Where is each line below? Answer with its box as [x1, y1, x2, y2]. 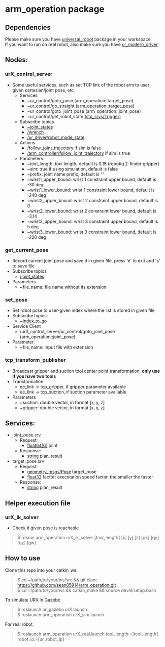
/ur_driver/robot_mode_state [27, 134, 85, 140]
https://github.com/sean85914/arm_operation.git [17, 582, 116, 588]
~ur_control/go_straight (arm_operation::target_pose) [27, 103, 135, 109]
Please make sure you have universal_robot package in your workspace [5, 36, 151, 42]
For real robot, [5, 621, 34, 627]
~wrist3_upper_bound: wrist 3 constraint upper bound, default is [27, 218, 158, 224]
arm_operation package [5, 3, 105, 15]
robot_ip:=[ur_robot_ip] [17, 636, 65, 642]
